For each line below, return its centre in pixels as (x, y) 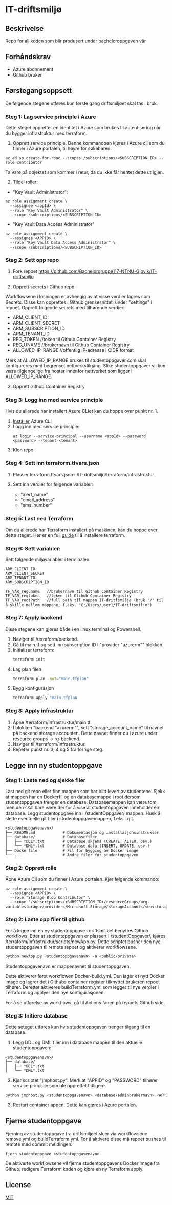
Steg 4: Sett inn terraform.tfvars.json (52, 463)
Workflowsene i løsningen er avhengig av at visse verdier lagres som (78, 297)
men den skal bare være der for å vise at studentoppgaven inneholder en (82, 808)
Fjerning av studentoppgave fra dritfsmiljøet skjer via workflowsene (76, 1133)
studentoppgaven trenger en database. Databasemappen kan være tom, (81, 802)
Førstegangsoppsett (39, 91)
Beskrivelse (25, 29)
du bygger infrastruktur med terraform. (46, 133)
